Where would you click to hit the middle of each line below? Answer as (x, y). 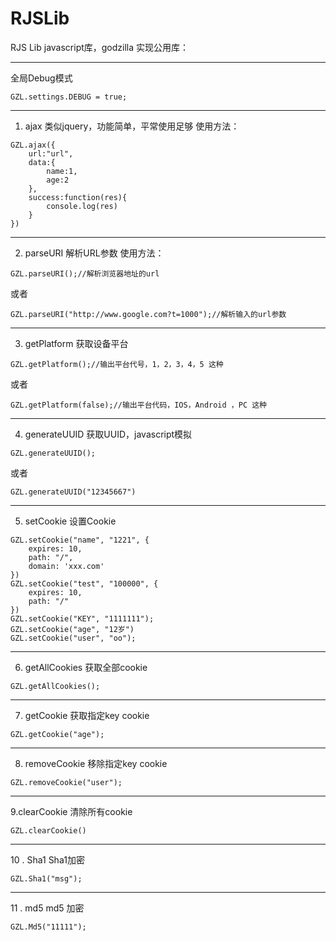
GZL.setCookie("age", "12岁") (72, 629)
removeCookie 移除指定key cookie (96, 763)
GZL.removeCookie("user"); (66, 782)
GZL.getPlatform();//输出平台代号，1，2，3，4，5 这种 (117, 364)
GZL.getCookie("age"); (57, 734)
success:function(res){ (78, 197)
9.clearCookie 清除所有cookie (71, 811)
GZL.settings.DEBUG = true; (69, 97)
